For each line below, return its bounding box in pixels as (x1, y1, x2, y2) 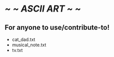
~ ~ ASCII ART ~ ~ (5, 3, 81, 15)
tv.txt (12, 47, 23, 53)
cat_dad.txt (12, 36, 36, 42)
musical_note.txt (12, 42, 46, 48)
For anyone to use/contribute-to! (5, 23, 110, 32)
